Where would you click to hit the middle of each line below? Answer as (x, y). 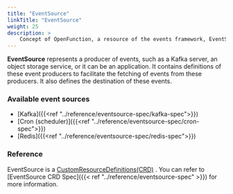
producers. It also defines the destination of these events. (89, 81)
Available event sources (49, 99)
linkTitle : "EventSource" (44, 20)
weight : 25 (23, 26)
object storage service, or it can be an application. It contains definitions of (114, 67)
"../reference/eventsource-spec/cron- (145, 121)
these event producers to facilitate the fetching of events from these (105, 74)
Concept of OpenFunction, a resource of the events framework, (113, 39)
